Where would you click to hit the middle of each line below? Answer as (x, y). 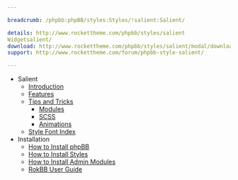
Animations (55, 124)
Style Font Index (52, 132)
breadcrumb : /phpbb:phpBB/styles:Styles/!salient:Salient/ (96, 20)
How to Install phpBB (59, 147)
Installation (34, 140)
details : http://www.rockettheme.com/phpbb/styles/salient (96, 33)
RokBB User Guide (55, 169)
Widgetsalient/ (30, 40)
